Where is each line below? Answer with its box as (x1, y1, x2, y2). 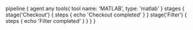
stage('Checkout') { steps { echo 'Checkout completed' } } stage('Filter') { (5, 11, 187, 18)
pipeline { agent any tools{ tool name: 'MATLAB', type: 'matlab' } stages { (5, 5, 185, 12)
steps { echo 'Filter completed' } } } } (5, 18, 96, 24)
